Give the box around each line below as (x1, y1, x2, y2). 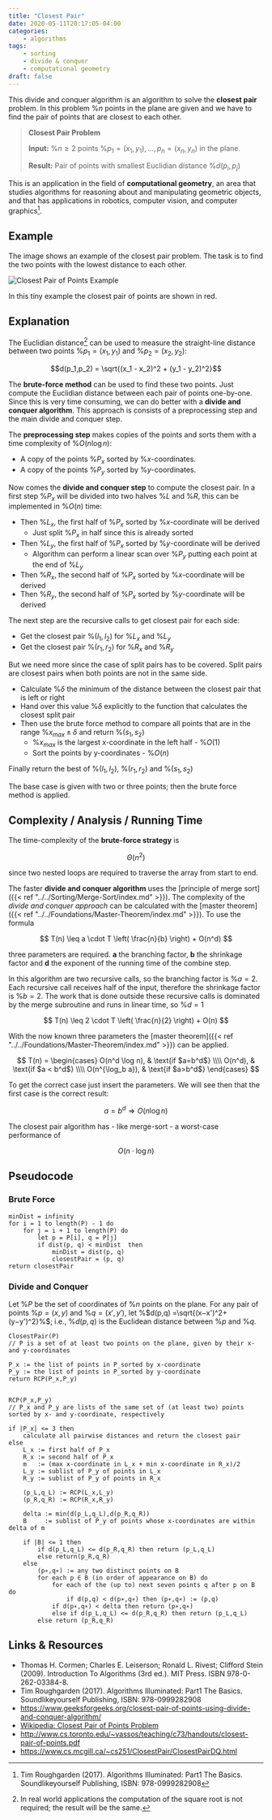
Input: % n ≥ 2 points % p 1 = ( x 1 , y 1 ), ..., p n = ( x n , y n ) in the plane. (28, 143, 241, 155)
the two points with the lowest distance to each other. (8, 259, 188, 269)
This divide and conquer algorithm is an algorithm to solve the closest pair (8, 94, 257, 104)
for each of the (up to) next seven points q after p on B (51, 1581, 255, 1589)
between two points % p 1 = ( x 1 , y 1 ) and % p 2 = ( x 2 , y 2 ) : (8, 346, 188, 357)
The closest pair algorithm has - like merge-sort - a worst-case (8, 1122, 219, 1131)
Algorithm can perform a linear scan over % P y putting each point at (32, 549, 257, 560)
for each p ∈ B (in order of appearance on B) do (37, 1574, 208, 1582)
